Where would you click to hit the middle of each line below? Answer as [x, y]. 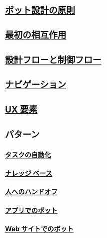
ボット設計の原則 [40, 10]
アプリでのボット [31, 211]
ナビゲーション [36, 85]
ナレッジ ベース [29, 173]
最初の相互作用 [36, 35]
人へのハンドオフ [31, 192]
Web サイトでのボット [39, 229]
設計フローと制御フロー [53, 60]
